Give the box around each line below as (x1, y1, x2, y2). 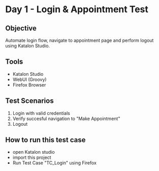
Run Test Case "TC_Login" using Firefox (12, 160, 97, 166)
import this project (12, 154, 52, 161)
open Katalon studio (12, 149, 55, 155)
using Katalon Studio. (5, 43, 50, 49)
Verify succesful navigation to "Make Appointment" (12, 116, 120, 122)
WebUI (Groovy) (12, 76, 47, 82)
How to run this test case (5, 136, 86, 145)
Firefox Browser (12, 81, 46, 88)
